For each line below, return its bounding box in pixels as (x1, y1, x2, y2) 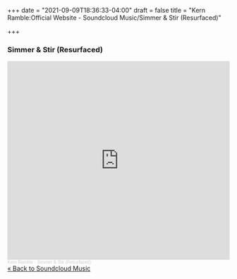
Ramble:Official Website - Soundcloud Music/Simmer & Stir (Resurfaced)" (7, 13, 221, 22)
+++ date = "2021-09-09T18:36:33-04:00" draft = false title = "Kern (7, 6, 206, 14)
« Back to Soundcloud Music (7, 264, 91, 273)
